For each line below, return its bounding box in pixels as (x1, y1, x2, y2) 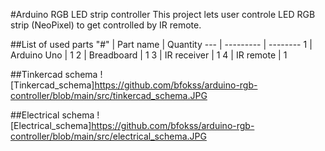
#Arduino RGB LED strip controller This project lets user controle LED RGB (10, 9, 316, 20)
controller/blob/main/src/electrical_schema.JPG (10, 130, 207, 142)
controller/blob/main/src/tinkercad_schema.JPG (10, 90, 208, 101)
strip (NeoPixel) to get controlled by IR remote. (10, 19, 202, 31)
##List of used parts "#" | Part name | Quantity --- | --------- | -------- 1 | (10, 39, 313, 50)
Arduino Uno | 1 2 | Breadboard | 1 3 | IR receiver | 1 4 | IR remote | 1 (10, 49, 288, 61)
